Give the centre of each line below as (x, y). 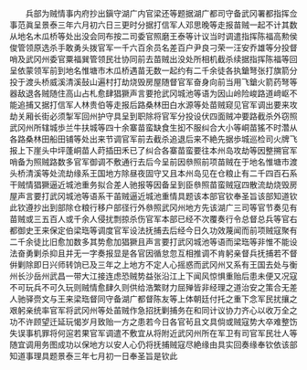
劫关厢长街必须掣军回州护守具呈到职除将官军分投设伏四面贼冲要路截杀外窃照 (153, 116)
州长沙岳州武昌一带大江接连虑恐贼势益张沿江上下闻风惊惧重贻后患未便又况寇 (153, 276)
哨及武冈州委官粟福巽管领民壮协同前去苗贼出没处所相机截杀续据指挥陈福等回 (153, 59)
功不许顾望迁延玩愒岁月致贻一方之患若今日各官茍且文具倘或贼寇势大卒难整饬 (153, 322)
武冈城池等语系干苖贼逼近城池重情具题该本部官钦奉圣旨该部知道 (169, 196)
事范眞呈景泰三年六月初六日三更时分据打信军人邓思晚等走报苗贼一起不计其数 (153, 25)
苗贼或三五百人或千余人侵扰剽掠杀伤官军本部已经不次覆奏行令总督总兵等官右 (153, 219)
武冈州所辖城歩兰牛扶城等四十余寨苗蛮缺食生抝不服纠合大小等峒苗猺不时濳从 (153, 127)
